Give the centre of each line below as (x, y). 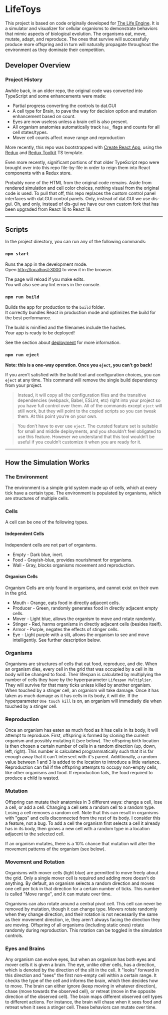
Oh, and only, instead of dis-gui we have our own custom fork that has (86, 204)
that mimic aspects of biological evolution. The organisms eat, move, (76, 34)
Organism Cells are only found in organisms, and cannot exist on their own (82, 588)
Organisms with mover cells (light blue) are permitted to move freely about (82, 872)
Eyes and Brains (25, 948)
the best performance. (28, 318)
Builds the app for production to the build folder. (55, 307)
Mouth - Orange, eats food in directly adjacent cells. (66, 603)
